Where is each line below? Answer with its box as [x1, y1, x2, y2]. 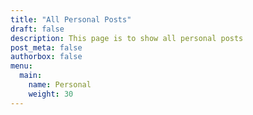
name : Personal [28, 80, 92, 90]
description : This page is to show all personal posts [10, 33, 244, 43]
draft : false [10, 24, 65, 34]
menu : [10, 61, 33, 71]
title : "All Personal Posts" [10, 14, 132, 25]
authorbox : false [10, 52, 83, 62]
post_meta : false [10, 42, 83, 53]
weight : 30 [28, 89, 74, 99]
